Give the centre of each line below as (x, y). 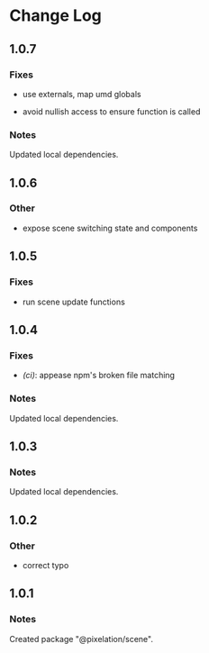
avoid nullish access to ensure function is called (111, 111)
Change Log (55, 16)
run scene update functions (74, 302)
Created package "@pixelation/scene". (81, 639)
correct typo (45, 565)
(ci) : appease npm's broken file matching (99, 376)
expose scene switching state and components (110, 228)
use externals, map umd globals (82, 94)
